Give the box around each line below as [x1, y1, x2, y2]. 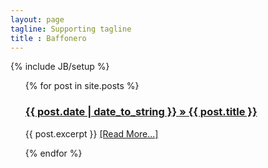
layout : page [10, 14, 65, 25]
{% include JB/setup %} [10, 61, 110, 73]
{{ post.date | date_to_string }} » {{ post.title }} [24, 105, 258, 119]
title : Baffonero [10, 33, 87, 43]
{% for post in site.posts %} [24, 80, 140, 92]
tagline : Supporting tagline [10, 24, 132, 34]
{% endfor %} [24, 147, 83, 159]
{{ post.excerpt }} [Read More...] [24, 127, 159, 140]
